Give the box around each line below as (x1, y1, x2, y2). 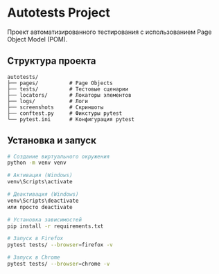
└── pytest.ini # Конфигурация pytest (7, 116, 135, 122)
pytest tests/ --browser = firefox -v (7, 241, 113, 248)
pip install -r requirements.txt (7, 223, 104, 230)
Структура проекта (7, 55, 96, 67)
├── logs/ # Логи (7, 98, 89, 104)
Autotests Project (7, 5, 111, 21)
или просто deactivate (7, 203, 73, 210)
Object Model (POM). (7, 35, 68, 43)
